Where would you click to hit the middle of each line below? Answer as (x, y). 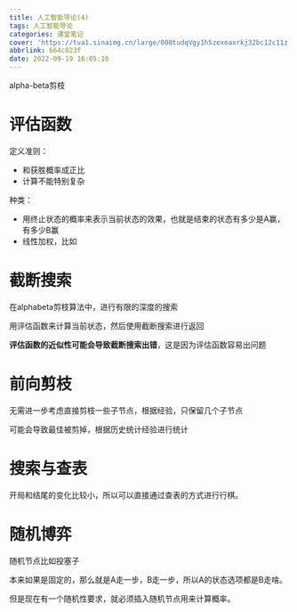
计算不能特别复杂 (53, 181)
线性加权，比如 (49, 241)
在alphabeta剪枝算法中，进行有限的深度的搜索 (94, 306)
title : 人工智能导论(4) (49, 17)
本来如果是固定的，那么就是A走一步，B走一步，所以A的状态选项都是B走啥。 (148, 579)
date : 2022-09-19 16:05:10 (59, 59)
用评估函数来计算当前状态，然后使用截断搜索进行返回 (107, 325)
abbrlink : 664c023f (45, 51)
